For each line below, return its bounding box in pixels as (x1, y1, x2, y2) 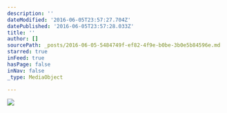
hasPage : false (7, 61, 51, 68)
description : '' (7, 10, 54, 17)
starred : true (7, 49, 48, 55)
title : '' (7, 29, 36, 36)
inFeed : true (7, 55, 45, 62)
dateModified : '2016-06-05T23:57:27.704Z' (7, 16, 131, 23)
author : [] (7, 36, 39, 42)
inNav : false (7, 67, 45, 74)
